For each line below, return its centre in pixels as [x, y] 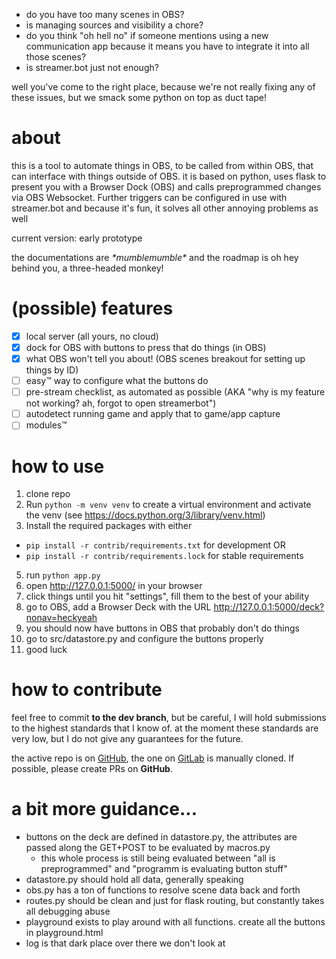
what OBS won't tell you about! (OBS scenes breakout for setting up [165, 358]
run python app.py [63, 575]
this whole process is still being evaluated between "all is [158, 858]
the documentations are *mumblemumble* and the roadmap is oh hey [155, 257]
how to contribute [87, 690]
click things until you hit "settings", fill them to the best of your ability [167, 596]
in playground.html [64, 933]
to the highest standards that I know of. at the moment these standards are [165, 728]
